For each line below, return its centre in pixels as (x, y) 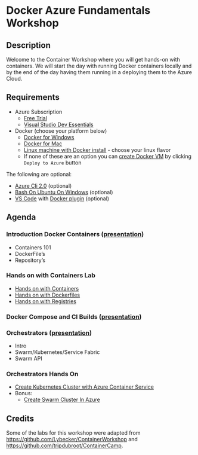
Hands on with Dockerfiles (47, 295)
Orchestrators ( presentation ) (49, 332)
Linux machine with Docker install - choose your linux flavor (97, 149)
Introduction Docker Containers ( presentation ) (75, 234)
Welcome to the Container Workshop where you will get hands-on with (93, 59)
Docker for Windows (49, 137)
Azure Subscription (38, 112)
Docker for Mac (43, 143)
